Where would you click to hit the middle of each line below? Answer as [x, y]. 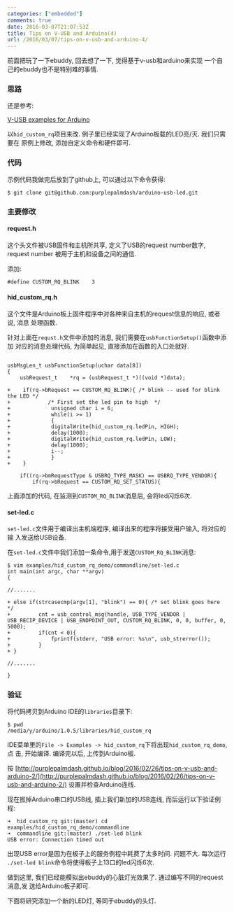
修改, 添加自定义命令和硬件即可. [85, 143]
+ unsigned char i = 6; [60, 409]
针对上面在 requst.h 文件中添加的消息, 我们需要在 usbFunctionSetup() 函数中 [114, 337]
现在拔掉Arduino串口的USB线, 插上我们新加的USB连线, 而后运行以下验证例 [114, 799]
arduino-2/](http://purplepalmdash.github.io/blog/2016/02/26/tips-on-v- [111, 776]
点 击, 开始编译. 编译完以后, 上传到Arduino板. [72, 753]
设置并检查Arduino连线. [102, 784]
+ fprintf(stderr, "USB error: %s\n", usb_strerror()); [109, 639]
